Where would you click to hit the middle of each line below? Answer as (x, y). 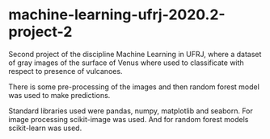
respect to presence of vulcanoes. (65, 71)
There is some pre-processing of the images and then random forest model (134, 87)
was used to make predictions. (59, 95)
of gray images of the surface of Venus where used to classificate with (126, 63)
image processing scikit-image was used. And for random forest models (129, 119)
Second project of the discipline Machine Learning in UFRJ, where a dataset (135, 54)
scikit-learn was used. (45, 128)
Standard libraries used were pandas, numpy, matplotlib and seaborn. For (131, 111)
